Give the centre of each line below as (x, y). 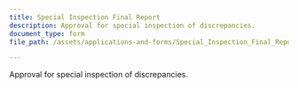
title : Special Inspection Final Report (85, 17)
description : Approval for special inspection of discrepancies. (132, 26)
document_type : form (47, 33)
